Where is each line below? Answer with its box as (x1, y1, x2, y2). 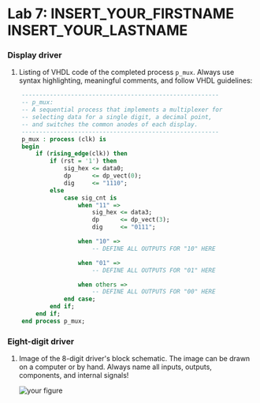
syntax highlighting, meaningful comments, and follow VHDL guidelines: (18, 76, 253, 85)
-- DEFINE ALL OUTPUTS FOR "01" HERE (91, 266, 216, 274)
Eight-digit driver (7, 336, 75, 347)
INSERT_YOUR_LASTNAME (7, 21, 188, 39)
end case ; (63, 295, 96, 304)
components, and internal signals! (18, 371, 129, 380)
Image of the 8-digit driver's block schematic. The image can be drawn (18, 354, 251, 364)
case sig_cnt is (63, 194, 117, 202)
